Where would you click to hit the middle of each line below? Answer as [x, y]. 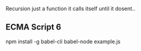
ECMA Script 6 [33, 27]
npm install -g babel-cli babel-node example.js [63, 42]
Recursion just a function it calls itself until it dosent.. [70, 9]
